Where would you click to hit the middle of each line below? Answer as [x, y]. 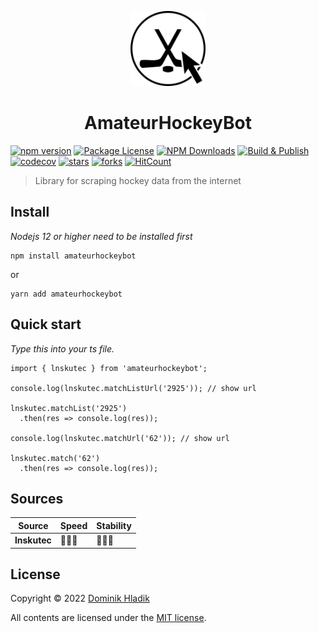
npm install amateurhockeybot [73, 256]
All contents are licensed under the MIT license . [108, 618]
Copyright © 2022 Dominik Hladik [80, 598]
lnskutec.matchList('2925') [69, 408]
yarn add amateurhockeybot [66, 294]
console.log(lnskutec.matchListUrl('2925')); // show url [133, 388]
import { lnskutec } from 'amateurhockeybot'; [109, 368]
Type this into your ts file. [62, 348]
